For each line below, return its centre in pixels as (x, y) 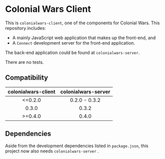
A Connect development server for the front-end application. (74, 43)
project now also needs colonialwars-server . (52, 151)
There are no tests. (25, 62)
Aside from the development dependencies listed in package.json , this (77, 146)
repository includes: (26, 28)
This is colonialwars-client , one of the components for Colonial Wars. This (82, 23)
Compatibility (27, 78)
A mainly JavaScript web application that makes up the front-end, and (84, 38)
